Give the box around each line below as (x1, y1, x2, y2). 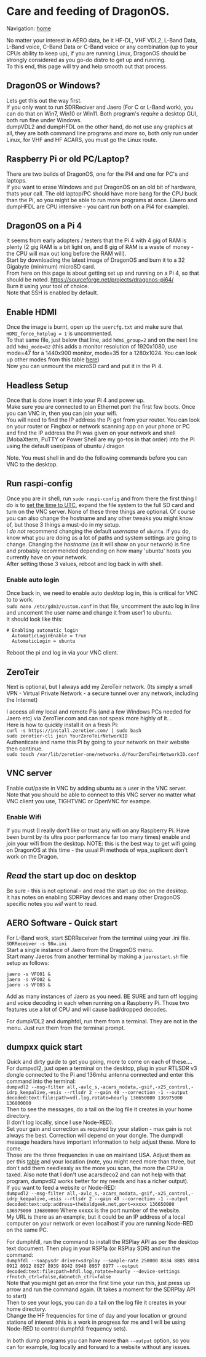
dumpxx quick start (6, 1042, 83, 1052)
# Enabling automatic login (6, 627, 79, 634)
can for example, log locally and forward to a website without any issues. (6, 1343, 191, 1351)
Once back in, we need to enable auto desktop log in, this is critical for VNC (6, 589, 198, 597)
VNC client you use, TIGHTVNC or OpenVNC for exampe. (6, 797, 152, 804)
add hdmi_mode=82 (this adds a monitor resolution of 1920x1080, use (6, 343, 177, 350)
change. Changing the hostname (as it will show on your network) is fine (6, 540, 191, 548)
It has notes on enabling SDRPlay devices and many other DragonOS (6, 893, 181, 901)
